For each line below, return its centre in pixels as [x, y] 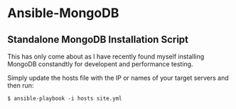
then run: [21, 85]
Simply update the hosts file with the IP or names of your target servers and [118, 78]
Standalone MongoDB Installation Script [98, 40]
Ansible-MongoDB [63, 13]
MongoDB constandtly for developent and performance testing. [100, 64]
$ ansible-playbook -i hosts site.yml [65, 98]
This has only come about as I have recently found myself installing [106, 56]
